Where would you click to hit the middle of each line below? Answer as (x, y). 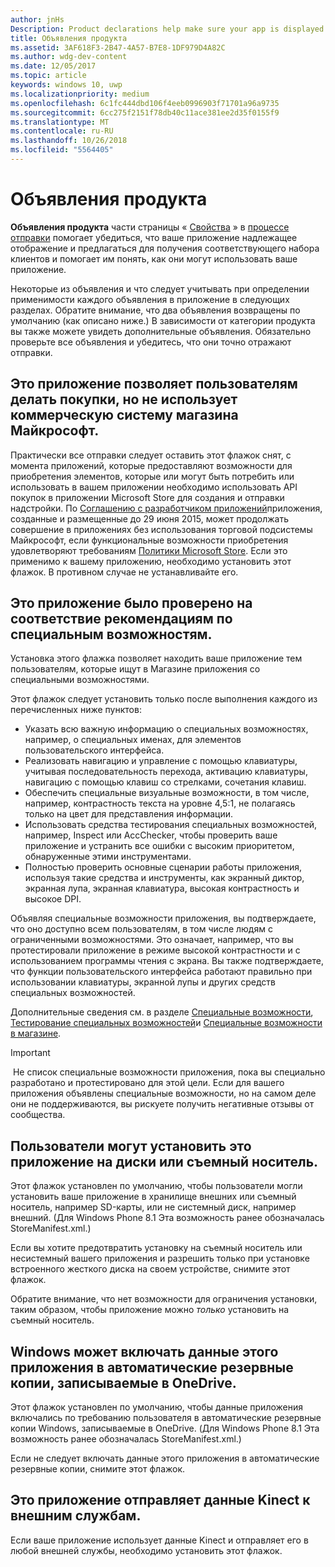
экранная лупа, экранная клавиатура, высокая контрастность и (162, 888)
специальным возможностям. (111, 634)
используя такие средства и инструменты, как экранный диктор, (164, 878)
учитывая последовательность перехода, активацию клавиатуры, (166, 772)
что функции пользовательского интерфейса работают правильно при (161, 972)
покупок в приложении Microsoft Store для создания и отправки (147, 497)
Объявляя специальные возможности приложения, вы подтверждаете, (163, 918)
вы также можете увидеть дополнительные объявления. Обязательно (161, 331)
